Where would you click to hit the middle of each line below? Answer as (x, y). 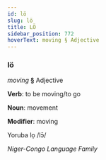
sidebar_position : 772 (41, 34)
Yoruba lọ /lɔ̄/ (27, 135)
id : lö (17, 14)
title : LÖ (22, 27)
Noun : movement (33, 108)
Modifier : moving (33, 122)
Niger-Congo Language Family (52, 149)
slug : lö (20, 21)
